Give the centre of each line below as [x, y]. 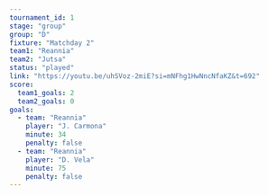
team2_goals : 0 [46, 101]
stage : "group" [38, 26]
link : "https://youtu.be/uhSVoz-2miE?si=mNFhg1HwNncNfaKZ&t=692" [134, 76]
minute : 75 [46, 168]
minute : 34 [46, 135]
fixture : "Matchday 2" [52, 43]
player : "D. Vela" [60, 160]
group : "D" [30, 34]
